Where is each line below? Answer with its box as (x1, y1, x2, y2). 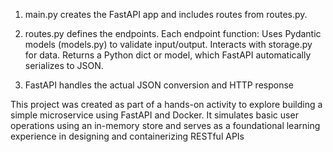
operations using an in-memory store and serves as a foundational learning (10, 120, 321, 131)
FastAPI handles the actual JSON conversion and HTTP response (24, 79, 294, 91)
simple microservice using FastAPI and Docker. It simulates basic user (10, 109, 299, 121)
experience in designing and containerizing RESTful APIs (10, 130, 245, 142)
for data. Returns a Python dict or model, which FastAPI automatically (24, 49, 312, 61)
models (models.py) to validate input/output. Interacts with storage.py (24, 39, 313, 50)
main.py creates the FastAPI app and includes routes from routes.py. (24, 9, 308, 20)
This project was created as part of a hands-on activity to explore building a (10, 99, 323, 110)
